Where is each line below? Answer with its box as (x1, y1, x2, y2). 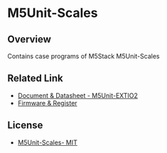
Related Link (7, 72, 63, 84)
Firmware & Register (17, 98, 77, 107)
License (7, 119, 43, 132)
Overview (7, 33, 52, 45)
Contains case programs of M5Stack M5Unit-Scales (7, 52, 160, 60)
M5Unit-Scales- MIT (17, 138, 78, 147)
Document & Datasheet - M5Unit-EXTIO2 (17, 91, 139, 100)
